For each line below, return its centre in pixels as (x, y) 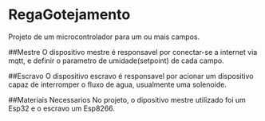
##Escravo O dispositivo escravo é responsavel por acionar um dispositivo (131, 76)
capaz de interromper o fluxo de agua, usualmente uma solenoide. (118, 84)
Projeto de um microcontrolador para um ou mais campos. (104, 37)
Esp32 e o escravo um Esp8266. (62, 108)
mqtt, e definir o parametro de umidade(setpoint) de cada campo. (117, 60)
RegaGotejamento (69, 15)
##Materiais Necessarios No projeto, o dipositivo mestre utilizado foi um (127, 100)
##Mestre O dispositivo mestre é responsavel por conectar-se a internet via (133, 52)
